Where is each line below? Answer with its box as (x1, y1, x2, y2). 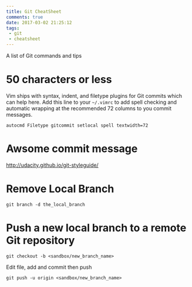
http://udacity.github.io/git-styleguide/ (6, 161, 99, 169)
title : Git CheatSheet (6, 8, 62, 15)
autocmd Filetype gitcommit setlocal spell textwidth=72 (6, 122, 149, 128)
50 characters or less (6, 73, 113, 86)
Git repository (6, 234, 75, 247)
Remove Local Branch (6, 182, 114, 196)
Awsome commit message (6, 142, 138, 156)
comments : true (6, 14, 43, 20)
